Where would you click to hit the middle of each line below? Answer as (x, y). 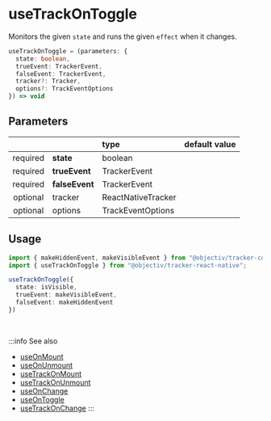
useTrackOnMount (51, 373)
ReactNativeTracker (139, 197)
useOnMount (42, 356)
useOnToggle (42, 399)
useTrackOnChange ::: (57, 408)
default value (210, 144)
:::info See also (33, 341)
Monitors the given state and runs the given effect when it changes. (123, 36)
